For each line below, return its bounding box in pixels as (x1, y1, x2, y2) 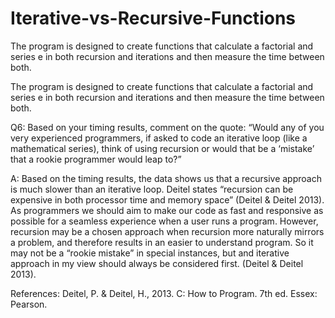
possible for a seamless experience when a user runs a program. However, (10, 215, 319, 227)
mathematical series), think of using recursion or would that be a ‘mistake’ (10, 142, 315, 154)
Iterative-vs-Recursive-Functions (10, 7, 296, 30)
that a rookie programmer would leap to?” (10, 153, 182, 165)
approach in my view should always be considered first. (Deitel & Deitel (10, 257, 304, 269)
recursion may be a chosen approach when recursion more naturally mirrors (10, 225, 325, 237)
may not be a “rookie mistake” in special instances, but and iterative (10, 247, 290, 259)
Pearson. (10, 298, 48, 310)
